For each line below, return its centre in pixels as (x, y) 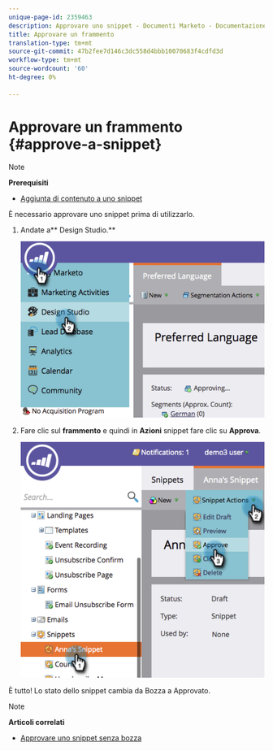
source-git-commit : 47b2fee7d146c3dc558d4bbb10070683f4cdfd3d (116, 52)
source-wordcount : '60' (49, 69)
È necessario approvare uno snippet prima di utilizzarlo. (102, 214)
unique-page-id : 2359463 (50, 17)
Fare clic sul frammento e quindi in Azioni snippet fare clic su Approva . (141, 431)
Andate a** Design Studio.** (68, 230)
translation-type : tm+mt (50, 43)
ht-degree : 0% (32, 77)
